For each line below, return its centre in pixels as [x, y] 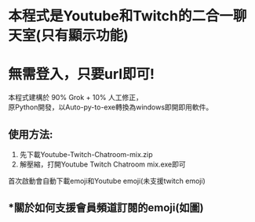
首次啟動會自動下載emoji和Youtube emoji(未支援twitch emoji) [107, 181]
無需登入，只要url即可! [82, 74]
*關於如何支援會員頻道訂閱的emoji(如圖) [106, 208]
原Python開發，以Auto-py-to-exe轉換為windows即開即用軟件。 [111, 107]
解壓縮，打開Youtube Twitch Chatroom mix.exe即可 [102, 164]
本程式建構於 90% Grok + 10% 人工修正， [76, 98]
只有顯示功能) [85, 36]
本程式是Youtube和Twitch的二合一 [121, 16]
